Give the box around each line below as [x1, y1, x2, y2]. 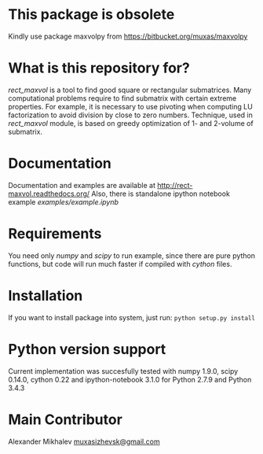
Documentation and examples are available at [8, 180, 155, 190]
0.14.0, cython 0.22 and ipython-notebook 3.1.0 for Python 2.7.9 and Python [8, 375, 252, 384]
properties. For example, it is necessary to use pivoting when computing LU [8, 102, 253, 111]
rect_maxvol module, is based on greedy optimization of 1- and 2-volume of [8, 118, 254, 127]
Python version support [8, 340, 166, 358]
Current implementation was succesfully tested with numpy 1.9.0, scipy [8, 366, 239, 375]
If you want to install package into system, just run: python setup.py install [8, 312, 255, 322]
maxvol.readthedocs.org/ [8, 189, 90, 198]
